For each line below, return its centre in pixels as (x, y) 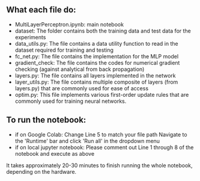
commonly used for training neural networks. (71, 101)
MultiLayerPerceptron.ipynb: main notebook (69, 24)
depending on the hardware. (41, 171)
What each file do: (41, 10)
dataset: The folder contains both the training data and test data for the (103, 31)
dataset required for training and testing (64, 50)
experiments (30, 37)
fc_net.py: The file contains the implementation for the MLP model (97, 56)
